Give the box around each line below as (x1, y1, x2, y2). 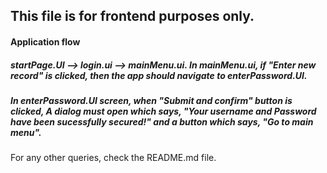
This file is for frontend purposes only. (10, 8, 255, 25)
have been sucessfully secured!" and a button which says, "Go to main (10, 115, 314, 128)
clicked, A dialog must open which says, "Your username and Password (10, 105, 317, 117)
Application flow (10, 35, 81, 48)
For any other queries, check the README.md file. (10, 152, 217, 164)
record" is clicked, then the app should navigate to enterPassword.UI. (10, 69, 308, 81)
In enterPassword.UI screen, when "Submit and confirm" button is (10, 94, 293, 106)
